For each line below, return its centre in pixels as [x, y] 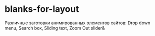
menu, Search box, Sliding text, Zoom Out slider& [55, 28]
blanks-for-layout [42, 9]
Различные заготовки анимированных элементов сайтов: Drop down [77, 23]
